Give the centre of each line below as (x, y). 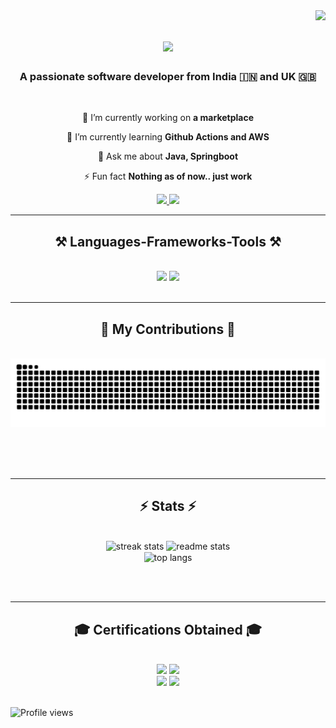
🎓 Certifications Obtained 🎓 (168, 629)
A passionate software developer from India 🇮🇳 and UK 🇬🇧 (168, 77)
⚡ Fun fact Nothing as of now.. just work (168, 176)
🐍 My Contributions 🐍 (168, 329)
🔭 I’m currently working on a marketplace (168, 118)
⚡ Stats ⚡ (168, 506)
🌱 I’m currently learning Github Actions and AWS (168, 137)
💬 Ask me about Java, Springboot (168, 156)
